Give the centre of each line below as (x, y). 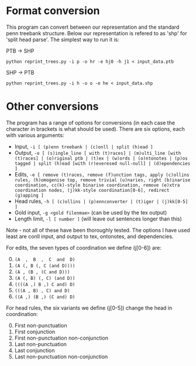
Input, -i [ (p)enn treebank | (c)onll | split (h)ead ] (84, 146)
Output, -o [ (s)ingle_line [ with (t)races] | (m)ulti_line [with (98, 152)
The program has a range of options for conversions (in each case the (91, 123)
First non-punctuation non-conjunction (61, 338)
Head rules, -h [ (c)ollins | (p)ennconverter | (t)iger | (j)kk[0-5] (101, 201)
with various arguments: (35, 135)
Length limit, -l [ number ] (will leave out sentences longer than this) (98, 219)
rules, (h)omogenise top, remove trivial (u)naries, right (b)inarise (102, 180)
